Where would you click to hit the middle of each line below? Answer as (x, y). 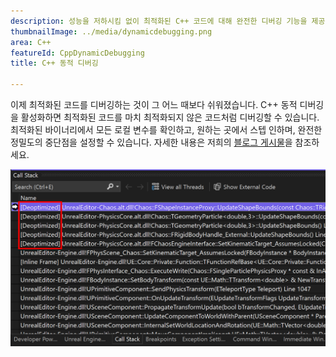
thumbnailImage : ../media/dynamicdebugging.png (111, 31)
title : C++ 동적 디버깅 (54, 63)
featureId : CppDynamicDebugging (77, 53)
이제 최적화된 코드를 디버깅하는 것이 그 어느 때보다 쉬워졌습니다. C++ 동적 (154, 104)
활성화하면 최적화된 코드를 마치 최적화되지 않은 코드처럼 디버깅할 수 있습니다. (170, 117)
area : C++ (31, 42)
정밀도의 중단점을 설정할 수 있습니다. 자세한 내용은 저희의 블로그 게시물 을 (151, 142)
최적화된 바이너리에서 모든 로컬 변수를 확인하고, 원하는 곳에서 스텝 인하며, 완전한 (166, 129)
